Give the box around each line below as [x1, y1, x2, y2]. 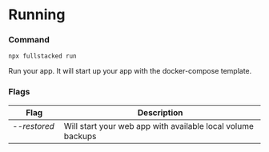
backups [63, 130, 97, 142]
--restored [12, 120, 54, 131]
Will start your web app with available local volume [63, 120, 254, 131]
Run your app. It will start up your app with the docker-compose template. [8, 66, 252, 76]
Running [8, 6, 66, 24]
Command [8, 34, 50, 46]
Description [137, 106, 183, 118]
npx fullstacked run [8, 52, 78, 61]
